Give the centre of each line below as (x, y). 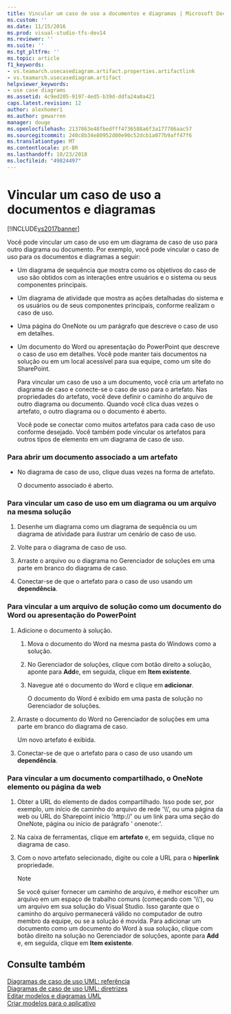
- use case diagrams (37, 90)
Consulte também (46, 965)
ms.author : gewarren (37, 116)
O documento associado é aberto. (65, 485)
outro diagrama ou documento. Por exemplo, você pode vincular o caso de (113, 249)
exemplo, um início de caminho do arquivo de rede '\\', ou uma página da (120, 809)
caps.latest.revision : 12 (44, 103)
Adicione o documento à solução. (65, 630)
